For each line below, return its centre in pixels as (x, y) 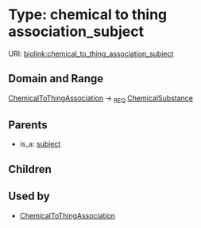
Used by (29, 197)
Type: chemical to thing (88, 15)
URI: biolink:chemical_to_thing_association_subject (91, 53)
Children (30, 169)
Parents (28, 125)
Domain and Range (56, 79)
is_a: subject (40, 144)
